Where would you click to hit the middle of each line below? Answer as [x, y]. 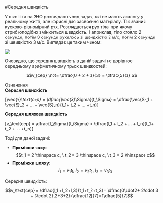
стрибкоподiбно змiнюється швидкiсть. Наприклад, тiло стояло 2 [73, 32]
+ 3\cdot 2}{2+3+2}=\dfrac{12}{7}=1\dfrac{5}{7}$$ [82, 195]
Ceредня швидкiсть [26, 90]
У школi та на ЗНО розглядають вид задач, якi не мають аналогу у [74, 16]
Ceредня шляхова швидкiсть [36, 114]
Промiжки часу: [29, 148]
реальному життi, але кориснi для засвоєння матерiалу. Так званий [75, 22]
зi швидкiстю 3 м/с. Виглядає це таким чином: [53, 42]
